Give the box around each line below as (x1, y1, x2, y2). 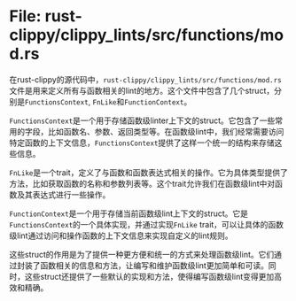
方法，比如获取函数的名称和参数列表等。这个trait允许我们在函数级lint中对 (9, 178, 276, 189)
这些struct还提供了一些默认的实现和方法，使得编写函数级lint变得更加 (24, 271, 275, 282)
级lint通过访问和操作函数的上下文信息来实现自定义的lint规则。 (9, 230, 233, 241)
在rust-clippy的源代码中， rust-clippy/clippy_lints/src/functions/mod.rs (9, 73, 282, 85)
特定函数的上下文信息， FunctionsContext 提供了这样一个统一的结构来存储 (9, 137, 275, 148)
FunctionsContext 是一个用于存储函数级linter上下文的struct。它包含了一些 (9, 115, 276, 126)
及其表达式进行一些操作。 (16, 189, 111, 200)
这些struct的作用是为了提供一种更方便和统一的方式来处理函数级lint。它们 (9, 249, 275, 259)
